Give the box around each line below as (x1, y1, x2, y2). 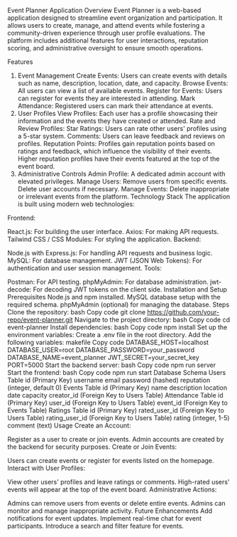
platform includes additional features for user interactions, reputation (7, 36, 209, 45)
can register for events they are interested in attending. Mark (17, 94, 196, 102)
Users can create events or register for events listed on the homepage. (7, 457, 214, 464)
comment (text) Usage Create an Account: (7, 421, 131, 430)
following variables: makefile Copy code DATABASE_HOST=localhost (7, 338, 209, 346)
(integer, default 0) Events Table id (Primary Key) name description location (7, 383, 228, 392)
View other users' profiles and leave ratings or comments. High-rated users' (7, 478, 230, 486)
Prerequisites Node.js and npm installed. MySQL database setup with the (7, 293, 221, 301)
